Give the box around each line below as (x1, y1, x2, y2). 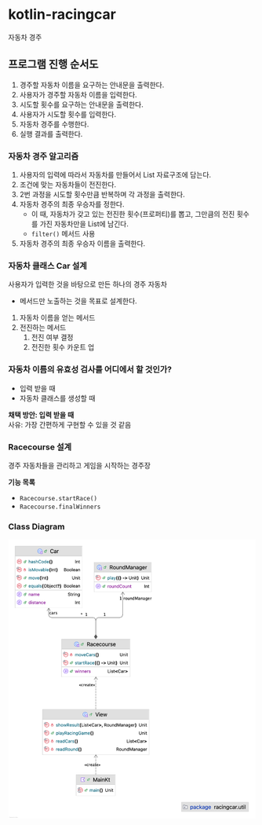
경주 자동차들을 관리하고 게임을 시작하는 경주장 (8, 460, 151, 470)
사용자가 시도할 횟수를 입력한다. (19, 109, 116, 119)
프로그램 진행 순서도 (8, 57, 99, 71)
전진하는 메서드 (19, 323, 67, 332)
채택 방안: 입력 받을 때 (8, 410, 75, 420)
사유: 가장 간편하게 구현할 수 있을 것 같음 (8, 420, 132, 429)
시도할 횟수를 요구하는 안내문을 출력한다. (19, 100, 144, 109)
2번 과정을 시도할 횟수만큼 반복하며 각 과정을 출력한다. (19, 190, 186, 200)
